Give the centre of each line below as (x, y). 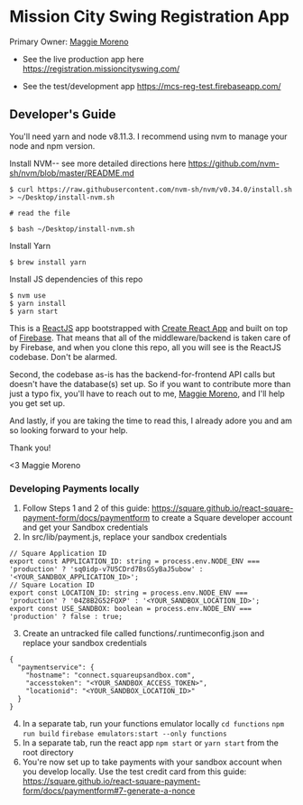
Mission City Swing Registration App (150, 17)
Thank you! (30, 448)
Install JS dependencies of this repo (76, 279)
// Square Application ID (58, 554)
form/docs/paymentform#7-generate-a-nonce (109, 791)
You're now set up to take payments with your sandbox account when (152, 762)
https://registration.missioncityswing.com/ (101, 69)
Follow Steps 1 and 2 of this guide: (86, 508)
